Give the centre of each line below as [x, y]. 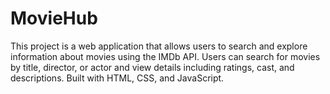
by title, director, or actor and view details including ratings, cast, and [152, 67]
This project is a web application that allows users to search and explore [159, 46]
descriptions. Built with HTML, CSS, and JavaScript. [117, 78]
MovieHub [54, 18]
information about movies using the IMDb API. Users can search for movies [165, 56]
